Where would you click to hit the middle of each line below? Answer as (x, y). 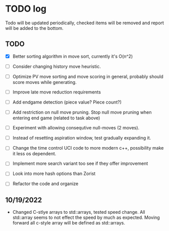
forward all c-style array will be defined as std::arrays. (69, 223)
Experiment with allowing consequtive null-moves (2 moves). (76, 128)
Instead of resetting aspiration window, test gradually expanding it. (82, 138)
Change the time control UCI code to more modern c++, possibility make (88, 148)
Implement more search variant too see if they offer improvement (80, 164)
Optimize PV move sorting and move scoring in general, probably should (88, 76)
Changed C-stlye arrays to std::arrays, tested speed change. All (79, 212)
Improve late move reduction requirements (57, 92)
